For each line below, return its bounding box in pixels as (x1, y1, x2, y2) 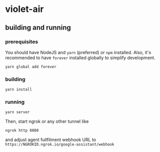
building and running (5, 23, 71, 32)
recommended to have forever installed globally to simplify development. (5, 55, 156, 61)
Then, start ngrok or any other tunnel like (5, 118, 89, 125)
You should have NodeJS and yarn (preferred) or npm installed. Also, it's (5, 49, 152, 55)
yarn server (5, 110, 30, 115)
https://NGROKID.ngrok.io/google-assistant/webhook (5, 142, 114, 147)
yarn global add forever (5, 64, 57, 69)
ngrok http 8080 (5, 128, 39, 133)
